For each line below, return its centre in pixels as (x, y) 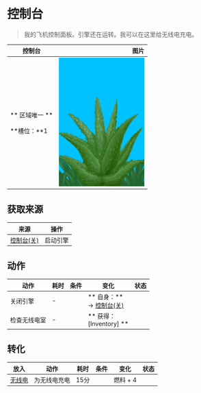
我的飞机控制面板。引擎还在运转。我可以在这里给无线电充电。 (111, 34)
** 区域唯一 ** (31, 115)
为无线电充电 (52, 380)
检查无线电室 (28, 320)
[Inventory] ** (108, 324)
